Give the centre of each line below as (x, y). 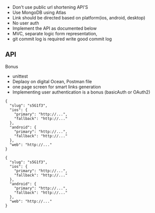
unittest (20, 76)
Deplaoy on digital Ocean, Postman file (52, 81)
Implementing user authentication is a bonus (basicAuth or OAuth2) (81, 92)
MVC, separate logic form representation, (55, 34)
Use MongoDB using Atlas (39, 12)
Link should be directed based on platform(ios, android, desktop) (79, 18)
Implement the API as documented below (54, 28)
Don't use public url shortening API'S (50, 7)
